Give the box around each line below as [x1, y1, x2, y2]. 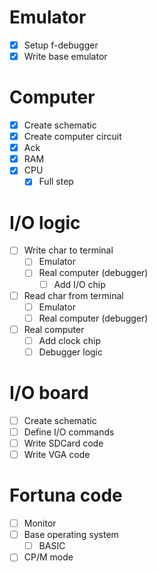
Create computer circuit [23, 131, 122, 143]
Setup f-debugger [23, 39, 99, 51]
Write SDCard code [23, 437, 104, 449]
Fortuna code [9, 484, 123, 507]
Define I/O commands [23, 426, 115, 438]
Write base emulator [23, 51, 108, 62]
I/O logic [9, 211, 81, 234]
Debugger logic [38, 346, 103, 358]
